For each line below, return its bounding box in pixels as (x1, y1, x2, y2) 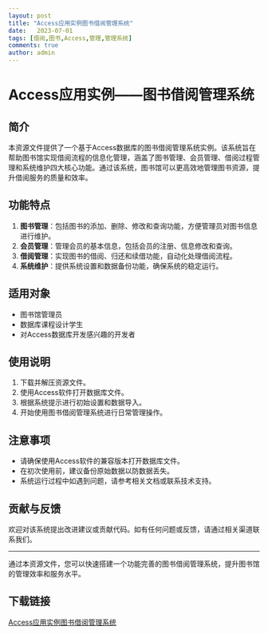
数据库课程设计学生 (19, 319, 84, 329)
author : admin (8, 49, 56, 57)
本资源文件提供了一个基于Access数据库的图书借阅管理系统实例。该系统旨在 (8, 143, 257, 152)
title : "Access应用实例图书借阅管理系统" (8, 19, 134, 27)
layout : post (8, 11, 52, 20)
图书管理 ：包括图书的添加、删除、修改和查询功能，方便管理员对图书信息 (19, 221, 258, 230)
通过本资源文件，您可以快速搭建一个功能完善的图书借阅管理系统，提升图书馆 (8, 559, 260, 568)
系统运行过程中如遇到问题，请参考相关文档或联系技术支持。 (19, 476, 216, 486)
